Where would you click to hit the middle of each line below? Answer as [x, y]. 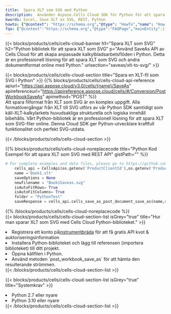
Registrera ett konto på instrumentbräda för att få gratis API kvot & [80, 232]
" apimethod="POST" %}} [69, 97]
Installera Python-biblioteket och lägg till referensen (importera [78, 243]
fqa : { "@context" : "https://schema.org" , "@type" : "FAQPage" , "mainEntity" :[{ [86, 29]
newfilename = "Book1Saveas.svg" [50, 182]
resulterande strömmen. [31, 265]
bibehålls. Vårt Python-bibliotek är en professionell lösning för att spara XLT [84, 118]
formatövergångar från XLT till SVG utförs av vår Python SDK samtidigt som [84, 108]
